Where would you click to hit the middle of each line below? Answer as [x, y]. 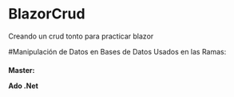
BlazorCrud [47, 14]
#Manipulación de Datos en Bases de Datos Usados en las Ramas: [117, 51]
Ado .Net [23, 86]
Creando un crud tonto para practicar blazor [81, 36]
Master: [22, 70]
